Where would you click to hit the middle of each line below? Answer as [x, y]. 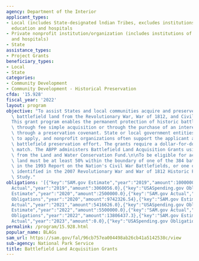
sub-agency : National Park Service [50, 243]
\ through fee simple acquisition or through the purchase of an [94, 128]
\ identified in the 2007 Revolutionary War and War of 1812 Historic [100, 172]
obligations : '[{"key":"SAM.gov [46, 183]
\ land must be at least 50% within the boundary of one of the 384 [98, 161]
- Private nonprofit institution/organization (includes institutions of [99, 34]
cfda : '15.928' [25, 94]
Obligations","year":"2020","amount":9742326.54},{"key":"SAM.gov [95, 199]
